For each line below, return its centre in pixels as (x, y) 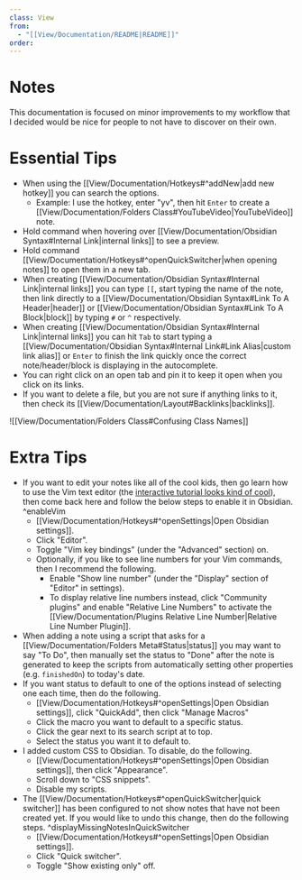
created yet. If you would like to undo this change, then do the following (156, 818)
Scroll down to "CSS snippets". (93, 780)
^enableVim (44, 511)
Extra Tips (48, 458)
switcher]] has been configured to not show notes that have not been (151, 809)
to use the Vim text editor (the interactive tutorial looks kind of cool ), (149, 492)
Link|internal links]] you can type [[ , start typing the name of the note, (153, 289)
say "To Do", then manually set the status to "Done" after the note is (148, 655)
